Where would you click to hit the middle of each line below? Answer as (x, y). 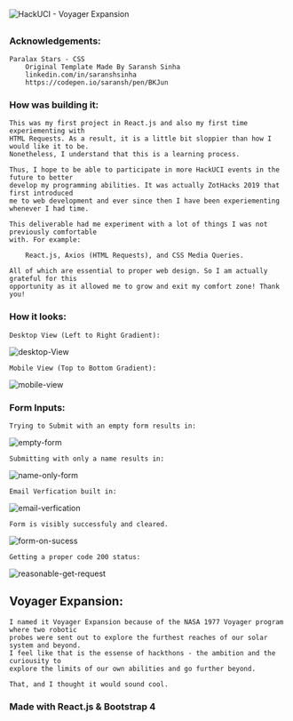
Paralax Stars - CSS (48, 60)
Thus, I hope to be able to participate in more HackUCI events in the (144, 170)
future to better (41, 178)
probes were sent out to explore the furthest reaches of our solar (139, 637)
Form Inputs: (37, 407)
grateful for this (43, 279)
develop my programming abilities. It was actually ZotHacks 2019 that (144, 186)
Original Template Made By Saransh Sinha (103, 68)
